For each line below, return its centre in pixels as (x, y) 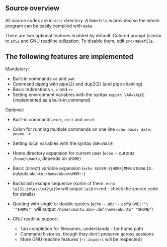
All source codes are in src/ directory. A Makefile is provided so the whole (82, 20)
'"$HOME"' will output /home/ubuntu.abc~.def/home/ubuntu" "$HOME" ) (83, 209)
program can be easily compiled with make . (50, 26)
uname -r (22, 134)
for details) (24, 194)
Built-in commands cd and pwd (43, 78)
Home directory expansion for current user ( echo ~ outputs (73, 153)
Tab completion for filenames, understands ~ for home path (81, 228)
